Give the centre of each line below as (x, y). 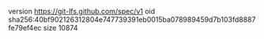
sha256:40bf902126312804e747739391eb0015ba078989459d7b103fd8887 (132, 19)
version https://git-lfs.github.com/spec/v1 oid (82, 11)
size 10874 (60, 28)
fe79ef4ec (25, 28)
